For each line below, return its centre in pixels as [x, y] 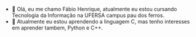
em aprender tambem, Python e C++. [57, 28]
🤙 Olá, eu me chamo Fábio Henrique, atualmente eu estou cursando [94, 9]
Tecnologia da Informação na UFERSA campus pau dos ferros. [88, 15]
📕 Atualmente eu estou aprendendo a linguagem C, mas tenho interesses [101, 21]
